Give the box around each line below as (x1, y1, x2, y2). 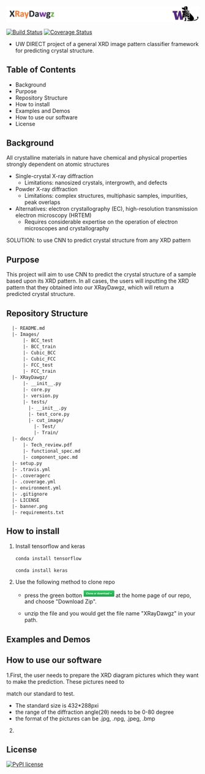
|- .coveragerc (12, 473, 51, 479)
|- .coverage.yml (12, 479, 56, 485)
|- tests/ (22, 399, 48, 405)
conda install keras (15, 567, 68, 574)
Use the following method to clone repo (15, 578, 115, 585)
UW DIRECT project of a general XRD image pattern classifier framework (15, 40, 199, 47)
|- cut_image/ (28, 418, 64, 424)
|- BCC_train (22, 344, 56, 350)
